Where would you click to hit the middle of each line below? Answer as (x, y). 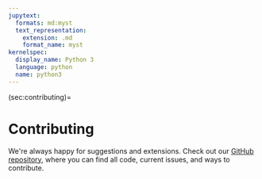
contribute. (26, 168)
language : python (44, 67)
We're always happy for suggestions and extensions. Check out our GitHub (131, 150)
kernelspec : (28, 52)
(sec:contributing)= (40, 97)
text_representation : (51, 30)
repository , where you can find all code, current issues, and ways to (119, 159)
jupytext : (25, 15)
